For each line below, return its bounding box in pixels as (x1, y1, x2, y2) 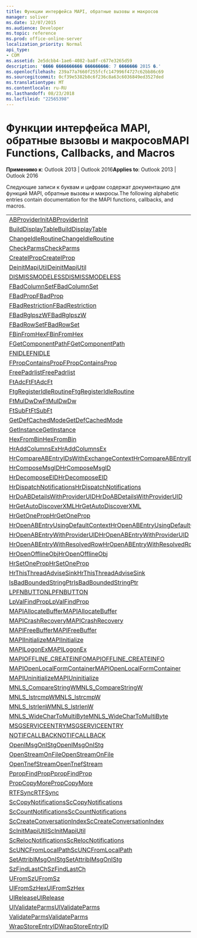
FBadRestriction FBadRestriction (9, 301, 97, 309)
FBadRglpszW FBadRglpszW (9, 311, 87, 319)
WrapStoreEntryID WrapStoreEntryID (9, 922, 109, 930)
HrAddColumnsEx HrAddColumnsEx (9, 444, 107, 453)
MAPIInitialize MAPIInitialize (9, 635, 84, 644)
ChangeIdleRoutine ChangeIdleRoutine (9, 235, 114, 243)
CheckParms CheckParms (9, 244, 80, 252)
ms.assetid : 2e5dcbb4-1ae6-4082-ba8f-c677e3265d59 (6, 58, 133, 63)
